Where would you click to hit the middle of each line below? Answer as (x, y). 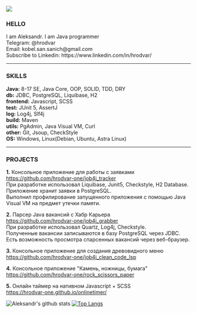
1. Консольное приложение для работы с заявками (70, 172)
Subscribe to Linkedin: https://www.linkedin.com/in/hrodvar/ (79, 55)
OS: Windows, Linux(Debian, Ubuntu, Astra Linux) (67, 138)
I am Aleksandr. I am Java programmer (53, 37)
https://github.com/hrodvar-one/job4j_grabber (62, 220)
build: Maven (22, 120)
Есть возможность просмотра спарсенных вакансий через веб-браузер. (98, 239)
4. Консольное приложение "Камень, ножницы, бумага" (77, 268)
